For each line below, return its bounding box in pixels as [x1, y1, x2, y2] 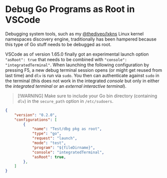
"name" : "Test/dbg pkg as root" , [32, 126, 102, 131]
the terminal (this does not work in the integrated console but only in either [5, 78, 159, 84]
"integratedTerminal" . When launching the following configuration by [5, 62, 149, 68]
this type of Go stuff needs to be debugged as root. [5, 41, 112, 47]
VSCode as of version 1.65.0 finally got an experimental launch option [5, 51, 149, 57]
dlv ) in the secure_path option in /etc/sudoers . [17, 98, 114, 104]
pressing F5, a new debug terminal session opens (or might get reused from [5, 67, 162, 73]
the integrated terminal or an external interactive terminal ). [5, 83, 127, 89]
